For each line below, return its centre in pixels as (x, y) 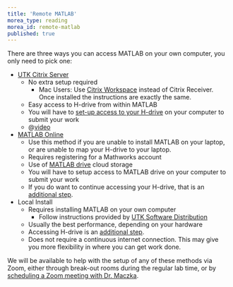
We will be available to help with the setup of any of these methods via (110, 261)
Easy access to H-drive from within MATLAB (92, 105)
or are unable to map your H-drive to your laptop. (100, 149)
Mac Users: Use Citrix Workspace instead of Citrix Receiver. (126, 90)
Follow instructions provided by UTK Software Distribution (123, 217)
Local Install (35, 202)
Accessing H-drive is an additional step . (86, 232)
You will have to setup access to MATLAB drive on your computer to (127, 172)
